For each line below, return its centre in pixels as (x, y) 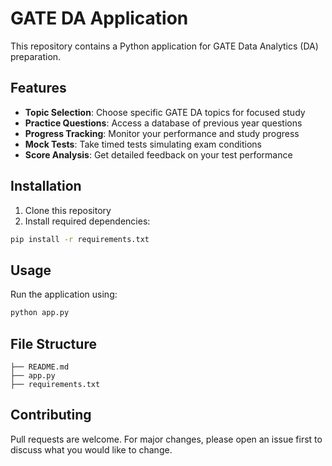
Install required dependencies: (87, 221)
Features (38, 88)
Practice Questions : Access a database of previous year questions (163, 123)
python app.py (40, 313)
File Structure (53, 343)
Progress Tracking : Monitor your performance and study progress (162, 133)
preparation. (36, 56)
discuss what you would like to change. (91, 449)
